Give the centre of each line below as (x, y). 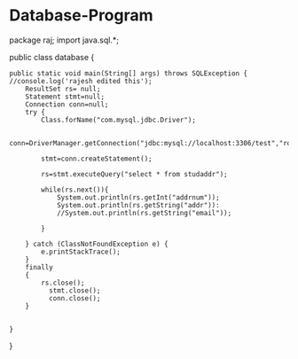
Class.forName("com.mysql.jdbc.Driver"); (119, 120)
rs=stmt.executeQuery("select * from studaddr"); (134, 174)
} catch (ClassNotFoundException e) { (97, 244)
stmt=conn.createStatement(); (97, 159)
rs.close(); (63, 283)
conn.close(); (74, 298)
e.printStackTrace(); (81, 252)
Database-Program (81, 16)
